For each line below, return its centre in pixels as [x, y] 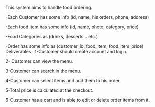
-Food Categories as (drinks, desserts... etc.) [52, 36]
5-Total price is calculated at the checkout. [49, 90]
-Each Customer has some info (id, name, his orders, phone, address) [77, 17]
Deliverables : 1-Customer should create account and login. [66, 51]
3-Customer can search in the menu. [43, 71]
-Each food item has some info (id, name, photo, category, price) [72, 27]
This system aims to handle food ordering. [49, 7]
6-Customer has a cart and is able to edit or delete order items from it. [78, 100]
